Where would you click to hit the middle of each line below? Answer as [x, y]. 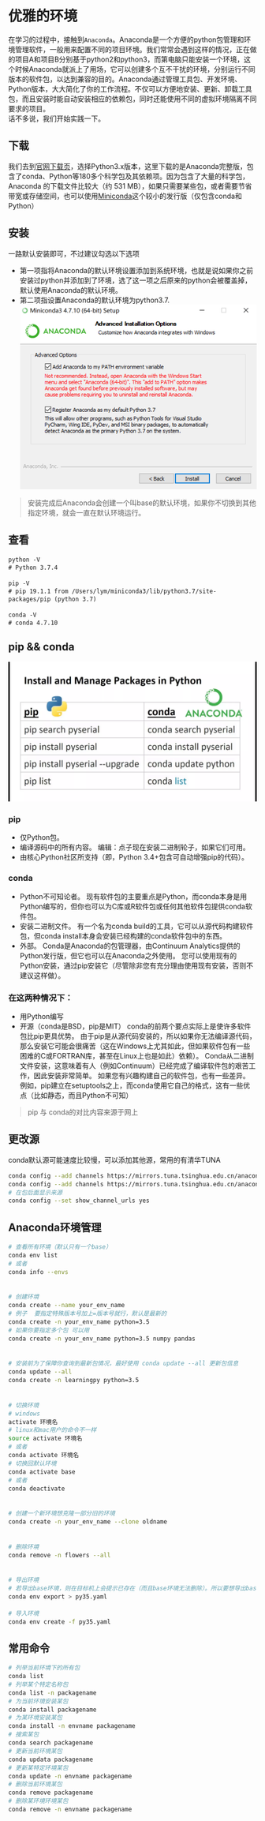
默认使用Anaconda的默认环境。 [71, 290]
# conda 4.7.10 [33, 623]
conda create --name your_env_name [67, 1306]
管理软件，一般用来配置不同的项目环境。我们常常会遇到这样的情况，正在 [132, 49]
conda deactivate [37, 1489]
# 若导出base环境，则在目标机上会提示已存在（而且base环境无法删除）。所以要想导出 [127, 1589]
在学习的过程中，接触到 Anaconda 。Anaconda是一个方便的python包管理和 [126, 39]
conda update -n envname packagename [70, 1776]
